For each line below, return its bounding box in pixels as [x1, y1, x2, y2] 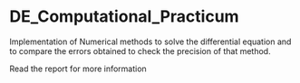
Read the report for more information [9, 63, 147, 74]
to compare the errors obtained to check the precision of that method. [9, 45, 271, 56]
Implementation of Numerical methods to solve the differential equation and [9, 36, 292, 47]
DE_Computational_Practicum [9, 6, 239, 27]
